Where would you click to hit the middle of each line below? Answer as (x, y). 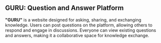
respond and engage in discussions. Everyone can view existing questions (81, 30)
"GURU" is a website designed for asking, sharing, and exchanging (73, 20)
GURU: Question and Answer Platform (64, 8)
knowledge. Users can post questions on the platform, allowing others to (79, 25)
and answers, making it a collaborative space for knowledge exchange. (77, 35)
